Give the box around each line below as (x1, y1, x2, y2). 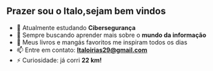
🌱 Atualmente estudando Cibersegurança (16, 23, 136, 31)
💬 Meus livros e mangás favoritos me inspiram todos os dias (16, 38, 187, 46)
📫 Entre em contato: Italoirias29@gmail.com (16, 46, 148, 54)
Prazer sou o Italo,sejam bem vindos (6, 5, 166, 17)
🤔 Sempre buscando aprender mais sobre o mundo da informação (16, 31, 207, 39)
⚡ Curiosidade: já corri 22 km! (16, 56, 102, 64)
